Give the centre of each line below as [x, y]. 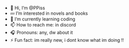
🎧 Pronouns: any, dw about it [41, 32]
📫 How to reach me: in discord [43, 25]
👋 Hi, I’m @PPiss [27, 8]
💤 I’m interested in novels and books [49, 13]
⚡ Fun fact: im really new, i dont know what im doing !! [67, 40]
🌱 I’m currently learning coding [43, 19]
